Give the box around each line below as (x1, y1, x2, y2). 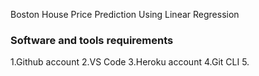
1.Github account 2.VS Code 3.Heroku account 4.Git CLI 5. (10, 56, 250, 68)
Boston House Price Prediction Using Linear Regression (10, 9, 240, 20)
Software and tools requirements (10, 33, 174, 47)
